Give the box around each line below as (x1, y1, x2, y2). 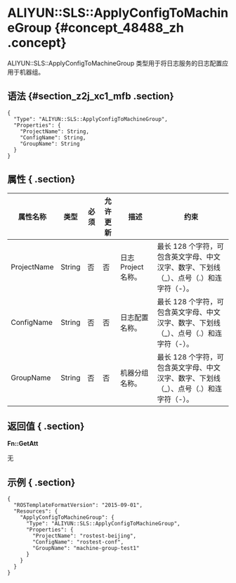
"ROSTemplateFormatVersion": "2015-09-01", (13, 501, 143, 509)
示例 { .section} (7, 476, 76, 488)
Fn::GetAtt (7, 440, 39, 448)
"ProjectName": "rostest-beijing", (32, 532, 137, 539)
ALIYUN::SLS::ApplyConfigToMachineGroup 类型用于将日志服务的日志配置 (7, 58, 223, 68)
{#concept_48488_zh (54, 20, 184, 36)
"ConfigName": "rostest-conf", (32, 539, 124, 546)
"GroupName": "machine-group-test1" (32, 545, 140, 552)
